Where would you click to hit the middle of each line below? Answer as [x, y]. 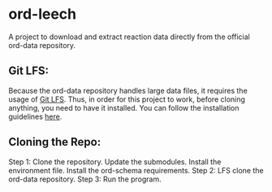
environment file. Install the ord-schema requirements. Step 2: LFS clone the [136, 170]
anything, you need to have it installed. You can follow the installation [124, 107]
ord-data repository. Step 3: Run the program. [85, 179]
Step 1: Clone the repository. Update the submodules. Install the [115, 161]
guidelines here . [35, 116]
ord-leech [43, 14]
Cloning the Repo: [55, 142]
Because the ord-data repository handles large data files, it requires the [128, 90]
